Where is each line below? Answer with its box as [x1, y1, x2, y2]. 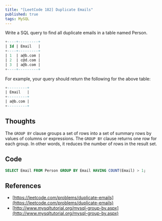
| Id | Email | [5, 44, 41, 49]
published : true [5, 12, 38, 17]
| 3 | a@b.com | [5, 62, 41, 67]
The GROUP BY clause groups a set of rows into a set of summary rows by [5, 130, 152, 136]
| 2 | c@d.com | [5, 58, 41, 63]
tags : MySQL [5, 16, 29, 21]
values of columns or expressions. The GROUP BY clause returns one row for [5, 135, 157, 141]
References [5, 182, 41, 190]
